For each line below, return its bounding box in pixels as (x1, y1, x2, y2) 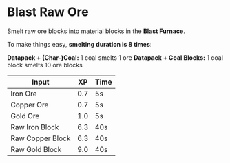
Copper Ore (10, 100, 49, 109)
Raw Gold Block (10, 144, 62, 154)
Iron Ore (10, 89, 37, 98)
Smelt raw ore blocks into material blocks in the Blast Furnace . (7, 27, 186, 35)
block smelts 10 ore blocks (7, 61, 83, 69)
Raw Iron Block (10, 122, 59, 131)
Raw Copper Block (10, 133, 71, 143)
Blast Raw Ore (7, 4, 89, 20)
